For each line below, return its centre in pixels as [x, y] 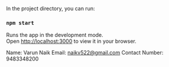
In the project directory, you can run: [51, 9]
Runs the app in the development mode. [55, 35]
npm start [20, 23]
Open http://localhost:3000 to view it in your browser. [71, 41]
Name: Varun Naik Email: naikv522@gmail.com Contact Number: [85, 53]
